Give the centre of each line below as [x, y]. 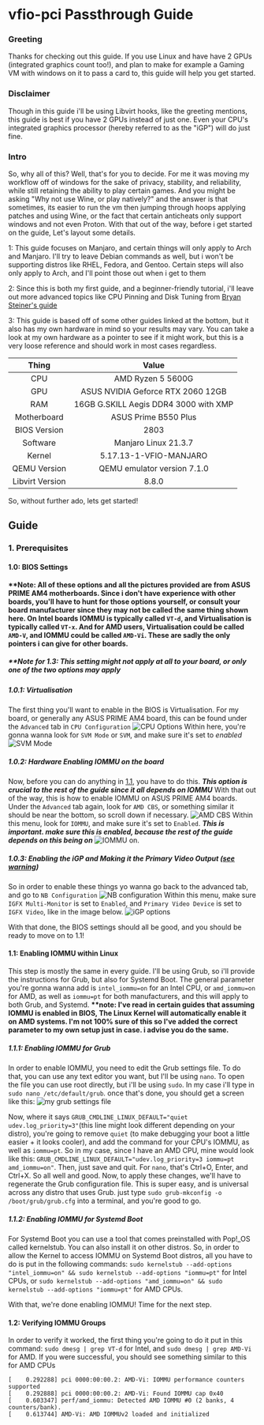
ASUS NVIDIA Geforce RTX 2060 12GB [154, 391]
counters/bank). [35, 1408]
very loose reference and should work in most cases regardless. [112, 346]
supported [24, 1387]
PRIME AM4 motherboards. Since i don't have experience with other [122, 593]
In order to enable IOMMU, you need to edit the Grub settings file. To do [125, 1068]
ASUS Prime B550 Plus [154, 417]
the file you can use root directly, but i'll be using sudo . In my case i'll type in [131, 1085]
